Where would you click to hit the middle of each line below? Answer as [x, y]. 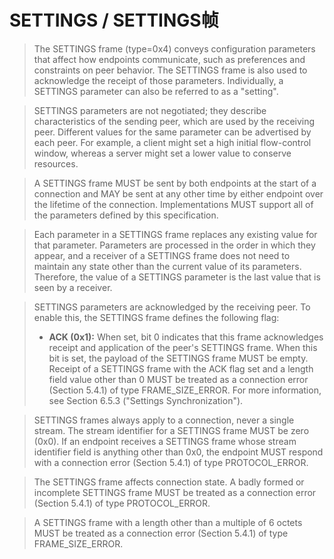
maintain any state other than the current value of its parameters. [167, 266]
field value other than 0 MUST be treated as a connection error [178, 379]
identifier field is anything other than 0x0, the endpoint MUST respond [178, 452]
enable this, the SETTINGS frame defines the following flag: [156, 317]
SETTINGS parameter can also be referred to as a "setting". [156, 91]
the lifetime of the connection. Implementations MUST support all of [173, 204]
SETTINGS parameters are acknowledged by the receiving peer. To [172, 307]
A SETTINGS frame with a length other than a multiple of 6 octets [168, 522]
